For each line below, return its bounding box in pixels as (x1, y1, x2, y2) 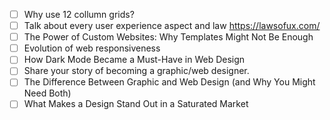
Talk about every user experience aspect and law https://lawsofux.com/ (23, 20, 321, 32)
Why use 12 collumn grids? (23, 9, 135, 20)
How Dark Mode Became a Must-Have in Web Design (23, 54, 246, 66)
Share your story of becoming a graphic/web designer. (23, 65, 250, 77)
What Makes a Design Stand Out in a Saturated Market (23, 98, 249, 110)
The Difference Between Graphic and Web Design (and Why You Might (23, 76, 316, 88)
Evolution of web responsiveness (23, 42, 161, 54)
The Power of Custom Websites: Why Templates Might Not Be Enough (23, 31, 314, 43)
